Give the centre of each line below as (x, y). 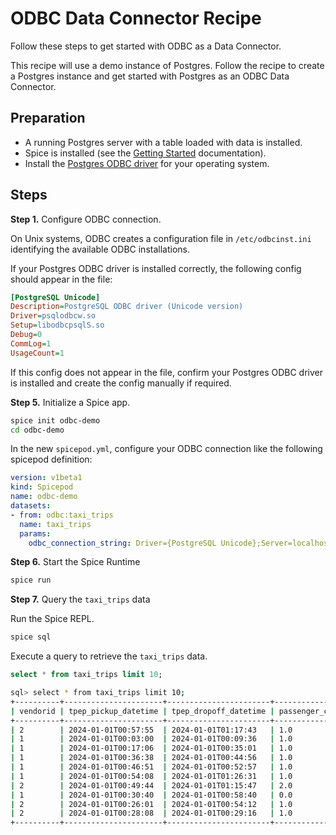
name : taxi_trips (55, 524)
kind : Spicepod (42, 487)
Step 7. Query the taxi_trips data (80, 599)
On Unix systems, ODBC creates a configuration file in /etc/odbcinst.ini (161, 238)
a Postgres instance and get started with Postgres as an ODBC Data (150, 76)
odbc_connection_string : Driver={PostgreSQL (122, 543)
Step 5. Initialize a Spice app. (70, 402)
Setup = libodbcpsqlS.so (57, 325)
